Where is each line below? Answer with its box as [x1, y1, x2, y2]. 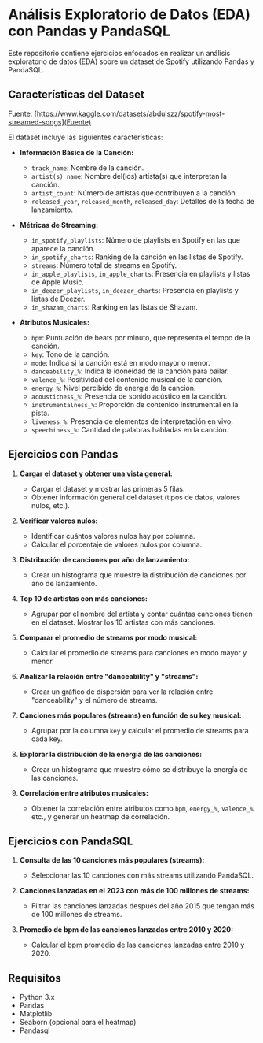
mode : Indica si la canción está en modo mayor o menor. [31, 358, 210, 367]
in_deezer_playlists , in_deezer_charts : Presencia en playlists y [31, 285, 239, 295]
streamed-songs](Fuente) [8, 117, 92, 127]
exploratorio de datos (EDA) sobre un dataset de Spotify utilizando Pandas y [8, 57, 255, 66]
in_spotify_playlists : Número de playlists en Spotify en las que [31, 235, 241, 245]
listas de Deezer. [31, 294, 86, 303]
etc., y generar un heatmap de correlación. [31, 811, 170, 821]
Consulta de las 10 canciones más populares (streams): [19, 856, 205, 865]
